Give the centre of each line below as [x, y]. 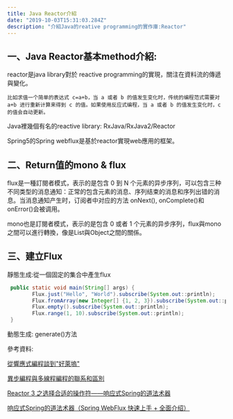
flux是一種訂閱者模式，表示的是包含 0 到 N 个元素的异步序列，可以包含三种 [114, 183]
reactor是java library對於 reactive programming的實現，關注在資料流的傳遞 [114, 74]
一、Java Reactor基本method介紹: [82, 56]
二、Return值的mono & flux [67, 165]
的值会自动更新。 [28, 113]
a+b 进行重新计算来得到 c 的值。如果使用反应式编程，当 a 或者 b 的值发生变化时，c [114, 105]
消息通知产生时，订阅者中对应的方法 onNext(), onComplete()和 [115, 200]
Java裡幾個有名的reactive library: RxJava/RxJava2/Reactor [91, 126]
